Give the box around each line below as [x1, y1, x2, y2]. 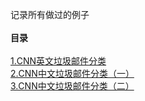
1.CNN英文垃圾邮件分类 [10, 55, 107, 67]
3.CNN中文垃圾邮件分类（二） [10, 80, 135, 92]
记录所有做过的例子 [10, 9, 90, 20]
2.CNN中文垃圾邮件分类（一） [10, 68, 135, 79]
